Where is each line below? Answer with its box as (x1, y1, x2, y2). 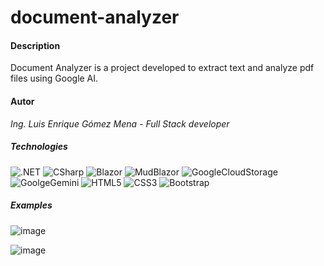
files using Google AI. (10, 72, 99, 85)
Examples (10, 199, 53, 211)
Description (10, 39, 61, 51)
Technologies (10, 141, 68, 153)
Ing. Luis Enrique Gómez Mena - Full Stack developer (10, 117, 230, 130)
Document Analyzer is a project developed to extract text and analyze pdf (10, 62, 315, 74)
